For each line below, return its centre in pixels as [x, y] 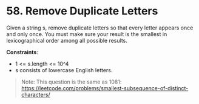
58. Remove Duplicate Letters [82, 11]
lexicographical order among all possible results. [67, 40]
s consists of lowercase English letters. [64, 70]
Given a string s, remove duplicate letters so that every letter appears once [100, 28]
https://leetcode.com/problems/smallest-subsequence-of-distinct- [105, 88]
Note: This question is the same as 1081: [71, 82]
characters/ [35, 94]
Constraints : [22, 52]
